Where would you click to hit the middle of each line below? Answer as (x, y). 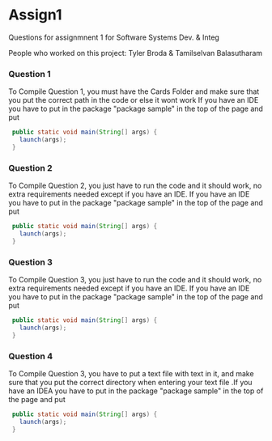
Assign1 (35, 15)
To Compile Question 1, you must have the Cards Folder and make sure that (134, 91)
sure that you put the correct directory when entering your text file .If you (130, 382)
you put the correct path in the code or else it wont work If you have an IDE (134, 100)
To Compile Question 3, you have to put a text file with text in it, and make (131, 373)
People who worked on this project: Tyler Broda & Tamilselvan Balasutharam (136, 53)
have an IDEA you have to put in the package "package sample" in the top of (136, 391)
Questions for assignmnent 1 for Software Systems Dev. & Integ (114, 37)
